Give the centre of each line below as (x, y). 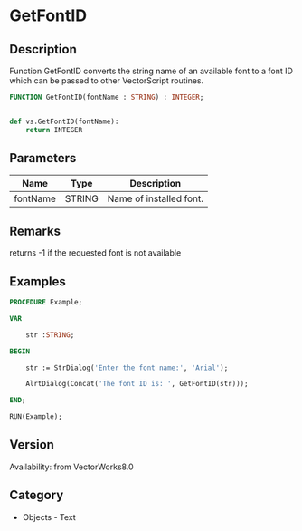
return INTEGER (54, 130)
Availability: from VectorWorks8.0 (71, 467)
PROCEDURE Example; (46, 303)
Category (37, 495)
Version (32, 445)
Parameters (43, 158)
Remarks (35, 231)
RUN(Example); (36, 417)
